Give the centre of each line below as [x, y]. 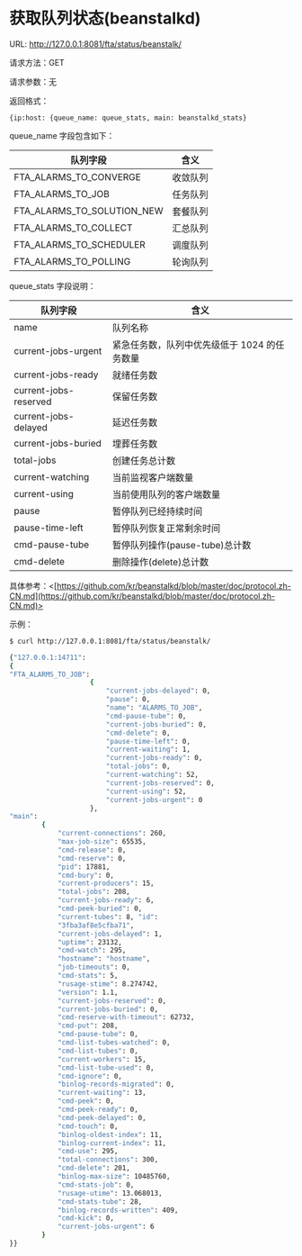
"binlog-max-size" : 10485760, [114, 1177]
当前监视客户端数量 [153, 477]
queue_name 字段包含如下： [62, 135]
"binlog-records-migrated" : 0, [116, 1084]
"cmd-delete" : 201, [93, 1168]
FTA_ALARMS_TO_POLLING [72, 261]
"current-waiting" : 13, [102, 1093]
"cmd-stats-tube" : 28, [100, 1202]
